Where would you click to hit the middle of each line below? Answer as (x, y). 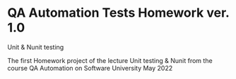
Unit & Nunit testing (36, 47)
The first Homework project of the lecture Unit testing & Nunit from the (110, 60)
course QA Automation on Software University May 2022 (90, 68)
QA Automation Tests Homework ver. (118, 13)
